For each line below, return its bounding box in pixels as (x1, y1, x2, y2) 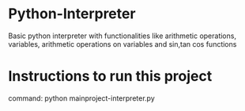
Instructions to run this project (8, 67, 213, 86)
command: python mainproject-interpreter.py (8, 93, 156, 103)
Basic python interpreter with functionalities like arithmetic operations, (8, 31, 237, 40)
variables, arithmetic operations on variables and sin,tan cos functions (8, 39, 237, 48)
